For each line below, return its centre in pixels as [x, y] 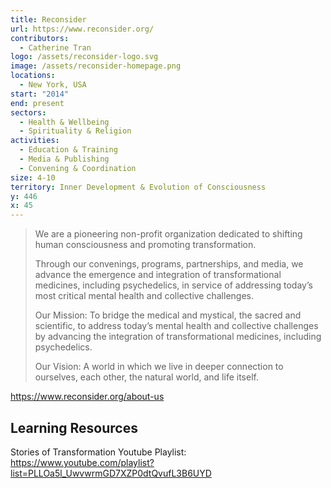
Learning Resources [74, 427]
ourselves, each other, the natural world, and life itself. [146, 377]
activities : [35, 141]
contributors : [40, 38]
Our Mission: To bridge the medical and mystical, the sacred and [168, 315]
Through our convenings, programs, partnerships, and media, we [169, 264]
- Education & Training [68, 150]
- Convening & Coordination [78, 168]
